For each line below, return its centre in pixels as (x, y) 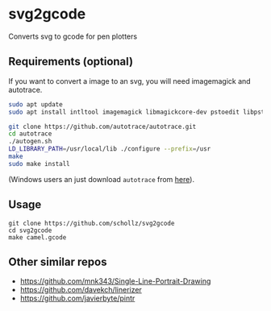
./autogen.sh (30, 142)
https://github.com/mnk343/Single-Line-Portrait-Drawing (115, 281)
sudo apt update (35, 104)
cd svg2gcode (30, 230)
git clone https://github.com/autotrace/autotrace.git (102, 126)
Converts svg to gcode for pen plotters (73, 36)
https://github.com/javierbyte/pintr (77, 298)
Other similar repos (58, 261)
